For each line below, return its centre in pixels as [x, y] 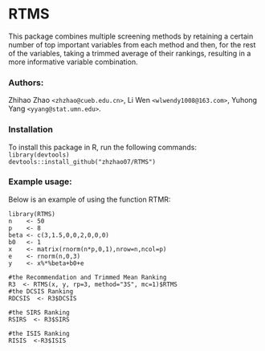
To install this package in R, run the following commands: [103, 147]
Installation [31, 129]
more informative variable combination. [73, 62]
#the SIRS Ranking [39, 312]
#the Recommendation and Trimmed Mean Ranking [88, 277]
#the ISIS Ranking [39, 333]
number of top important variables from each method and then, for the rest [132, 44]
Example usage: [40, 182]
